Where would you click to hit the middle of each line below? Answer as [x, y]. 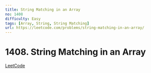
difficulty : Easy [23, 19]
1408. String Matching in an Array [75, 52]
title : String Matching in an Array [43, 10]
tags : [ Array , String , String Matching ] [47, 23]
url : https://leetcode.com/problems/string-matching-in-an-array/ [75, 28]
